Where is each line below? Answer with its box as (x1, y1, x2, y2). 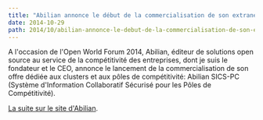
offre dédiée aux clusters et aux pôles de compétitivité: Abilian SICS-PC (8, 72, 240, 82)
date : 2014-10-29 (8, 19, 65, 26)
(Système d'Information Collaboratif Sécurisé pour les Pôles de (8, 80, 211, 90)
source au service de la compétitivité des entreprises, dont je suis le (8, 55, 229, 65)
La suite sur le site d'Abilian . (8, 104, 99, 113)
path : (8, 26, 26, 34)
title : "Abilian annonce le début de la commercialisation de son (8, 11, 229, 19)
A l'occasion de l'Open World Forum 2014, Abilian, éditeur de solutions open (8, 48, 254, 57)
